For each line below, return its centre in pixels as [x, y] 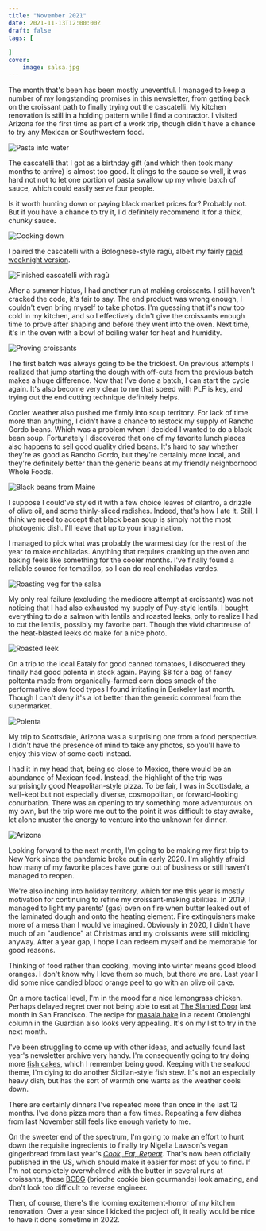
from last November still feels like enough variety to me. [100, 1121]
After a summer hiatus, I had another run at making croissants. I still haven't [132, 290]
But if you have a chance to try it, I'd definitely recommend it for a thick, [125, 212]
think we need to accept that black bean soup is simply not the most [120, 519]
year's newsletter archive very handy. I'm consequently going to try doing [129, 1055]
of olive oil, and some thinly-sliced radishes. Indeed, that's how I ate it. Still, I [133, 511]
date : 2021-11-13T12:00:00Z [55, 23]
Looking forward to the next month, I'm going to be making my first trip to [128, 850]
